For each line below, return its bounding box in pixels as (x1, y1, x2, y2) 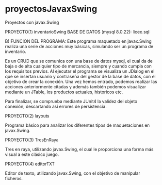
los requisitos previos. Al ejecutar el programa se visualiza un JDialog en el (5, 68, 155, 74)
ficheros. (5, 175, 23, 181)
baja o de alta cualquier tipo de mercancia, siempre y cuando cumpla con (5, 63, 152, 69)
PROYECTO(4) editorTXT (5, 161, 55, 167)
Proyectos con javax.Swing (5, 19, 59, 25)
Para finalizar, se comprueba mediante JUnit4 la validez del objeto (5, 98, 138, 104)
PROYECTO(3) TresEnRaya (5, 137, 59, 143)
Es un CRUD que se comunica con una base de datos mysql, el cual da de (5, 58, 153, 64)
